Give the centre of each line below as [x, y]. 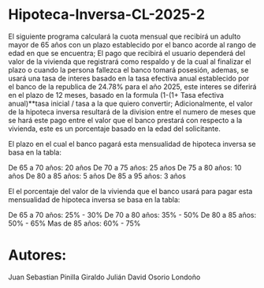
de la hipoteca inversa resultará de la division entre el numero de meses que [132, 111]
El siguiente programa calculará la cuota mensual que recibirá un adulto [125, 36]
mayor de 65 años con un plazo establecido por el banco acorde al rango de [132, 44]
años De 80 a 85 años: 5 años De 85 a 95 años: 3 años [97, 176]
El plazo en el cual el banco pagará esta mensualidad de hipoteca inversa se [132, 144]
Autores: [37, 255]
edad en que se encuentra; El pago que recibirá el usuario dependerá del [127, 53]
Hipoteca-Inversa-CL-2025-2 [107, 15]
